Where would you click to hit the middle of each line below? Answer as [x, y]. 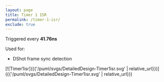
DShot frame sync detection [42, 59]
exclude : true [20, 24]
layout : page [19, 10]
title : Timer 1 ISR [26, 15]
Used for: [15, 49]
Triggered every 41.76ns [31, 39]
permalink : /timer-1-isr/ [33, 19]
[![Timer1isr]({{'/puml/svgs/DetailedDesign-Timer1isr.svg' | [67, 69]
